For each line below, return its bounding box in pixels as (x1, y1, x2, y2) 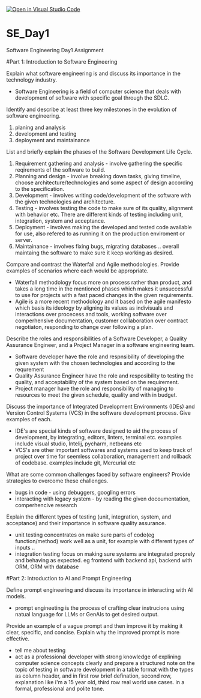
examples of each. (6, 415, 52, 423)
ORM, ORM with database (14, 563, 79, 570)
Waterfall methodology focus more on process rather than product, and (14, 278, 192, 286)
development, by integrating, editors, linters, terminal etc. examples (14, 433, 182, 441)
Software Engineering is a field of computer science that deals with (14, 88, 181, 95)
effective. (6, 635, 30, 642)
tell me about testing (14, 646, 66, 654)
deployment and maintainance (14, 136, 90, 143)
